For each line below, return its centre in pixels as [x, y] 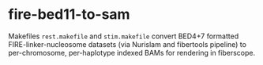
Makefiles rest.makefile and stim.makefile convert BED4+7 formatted [124, 36]
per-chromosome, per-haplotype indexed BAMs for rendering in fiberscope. [131, 52]
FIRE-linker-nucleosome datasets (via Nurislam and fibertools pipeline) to [128, 44]
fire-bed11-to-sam [69, 14]
